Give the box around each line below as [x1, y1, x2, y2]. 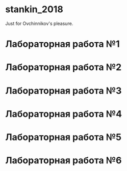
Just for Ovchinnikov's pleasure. [5, 20, 73, 26]
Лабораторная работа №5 [5, 131, 122, 143]
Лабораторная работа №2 [5, 62, 122, 73]
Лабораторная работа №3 [5, 85, 122, 96]
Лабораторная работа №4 [5, 108, 122, 120]
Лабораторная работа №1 [5, 38, 120, 50]
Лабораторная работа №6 [5, 155, 122, 166]
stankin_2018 [5, 4, 64, 15]
